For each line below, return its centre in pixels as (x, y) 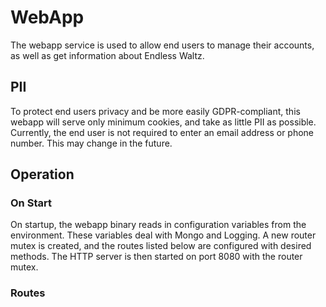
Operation (42, 174)
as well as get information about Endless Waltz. (107, 55)
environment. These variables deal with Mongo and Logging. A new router (163, 235)
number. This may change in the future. (91, 143)
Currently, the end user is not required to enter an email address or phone (162, 132)
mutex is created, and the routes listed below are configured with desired (161, 246)
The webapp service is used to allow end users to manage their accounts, (162, 45)
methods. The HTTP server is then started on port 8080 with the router (156, 257)
